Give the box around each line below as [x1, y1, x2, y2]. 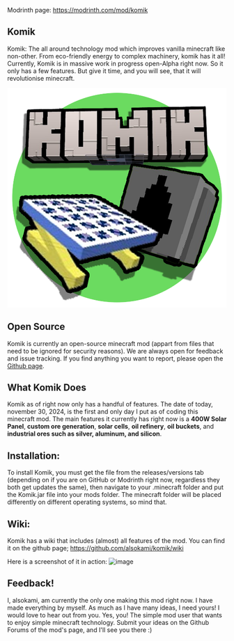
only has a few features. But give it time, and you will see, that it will [7, 66, 201, 75]
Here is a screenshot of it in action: [7, 557, 108, 566]
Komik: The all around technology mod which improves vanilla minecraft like [7, 45, 226, 53]
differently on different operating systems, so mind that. [7, 498, 167, 507]
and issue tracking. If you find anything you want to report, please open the [7, 354, 224, 363]
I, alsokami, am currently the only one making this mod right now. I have [7, 596, 213, 604]
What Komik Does [7, 382, 87, 394]
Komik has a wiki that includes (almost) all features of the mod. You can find [7, 537, 225, 545]
